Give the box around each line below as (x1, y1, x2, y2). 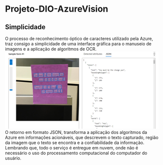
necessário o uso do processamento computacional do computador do (5, 150, 147, 156)
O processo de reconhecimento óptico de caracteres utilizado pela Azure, (5, 36, 153, 41)
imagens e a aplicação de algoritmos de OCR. (5, 46, 97, 52)
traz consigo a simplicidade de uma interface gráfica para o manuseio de (5, 41, 152, 47)
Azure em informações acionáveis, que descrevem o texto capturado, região (5, 135, 159, 141)
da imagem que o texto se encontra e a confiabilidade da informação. (5, 140, 145, 146)
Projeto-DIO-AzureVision (5, 3, 109, 15)
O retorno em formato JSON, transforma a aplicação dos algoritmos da (5, 129, 147, 135)
